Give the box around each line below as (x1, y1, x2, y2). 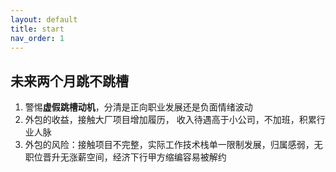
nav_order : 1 (10, 33, 65, 43)
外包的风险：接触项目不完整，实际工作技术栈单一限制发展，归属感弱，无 (24, 139, 323, 151)
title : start (10, 24, 65, 34)
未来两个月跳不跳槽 (10, 72, 129, 90)
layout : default (10, 14, 78, 25)
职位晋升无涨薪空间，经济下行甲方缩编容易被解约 (24, 151, 227, 163)
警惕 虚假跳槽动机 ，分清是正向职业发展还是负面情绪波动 (24, 101, 253, 113)
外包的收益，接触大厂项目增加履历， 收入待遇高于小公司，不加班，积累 (24, 114, 317, 126)
